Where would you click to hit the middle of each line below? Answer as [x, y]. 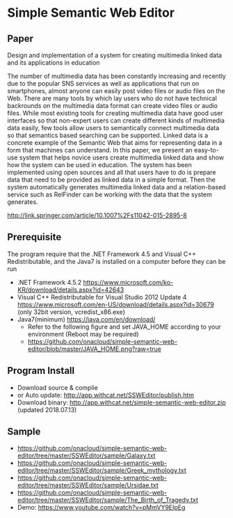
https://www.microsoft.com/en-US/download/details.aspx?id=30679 [115, 304]
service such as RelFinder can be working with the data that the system [110, 194]
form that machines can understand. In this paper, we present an [100, 150]
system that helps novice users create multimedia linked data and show [122, 157]
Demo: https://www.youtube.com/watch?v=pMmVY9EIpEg [101, 508]
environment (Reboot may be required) [83, 334]
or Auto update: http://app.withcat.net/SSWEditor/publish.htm [106, 395]
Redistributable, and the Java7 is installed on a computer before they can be [116, 261]
